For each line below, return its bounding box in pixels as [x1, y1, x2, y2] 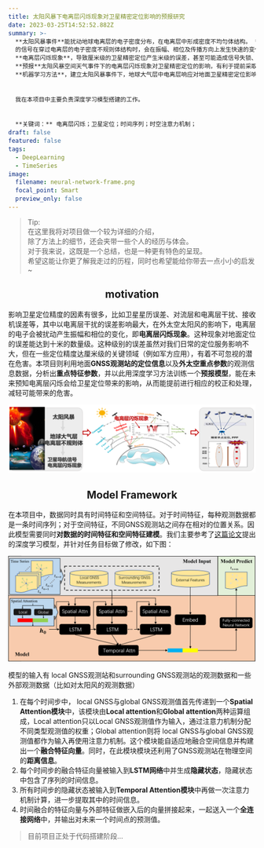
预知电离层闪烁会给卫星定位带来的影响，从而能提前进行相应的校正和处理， [14, 378, 256, 388]
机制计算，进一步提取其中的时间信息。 [19, 795, 144, 804]
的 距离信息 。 [19, 755, 61, 765]
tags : [8, 145, 26, 153]
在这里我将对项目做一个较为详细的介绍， [27, 226, 159, 236]
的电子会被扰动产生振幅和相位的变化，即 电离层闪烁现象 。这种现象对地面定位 [8, 329, 256, 338]
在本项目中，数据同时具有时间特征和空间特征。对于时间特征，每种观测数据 [8, 510, 249, 520]
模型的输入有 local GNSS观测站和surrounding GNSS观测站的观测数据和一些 [8, 670, 251, 679]
